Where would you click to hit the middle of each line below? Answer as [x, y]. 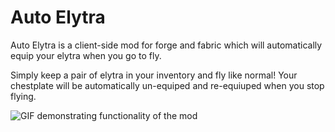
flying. [23, 96]
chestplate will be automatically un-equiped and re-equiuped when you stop [167, 85]
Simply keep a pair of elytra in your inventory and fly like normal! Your [154, 75]
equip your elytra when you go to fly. [86, 55]
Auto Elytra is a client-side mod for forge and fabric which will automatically [166, 45]
